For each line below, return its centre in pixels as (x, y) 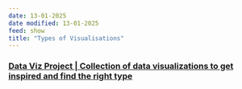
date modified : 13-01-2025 (54, 23)
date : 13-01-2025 (38, 16)
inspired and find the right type (71, 76)
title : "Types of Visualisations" (67, 38)
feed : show (27, 30)
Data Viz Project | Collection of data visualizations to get (121, 67)
